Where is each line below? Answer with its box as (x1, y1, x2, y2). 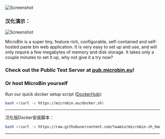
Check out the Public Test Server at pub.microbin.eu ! (5, 67, 135, 74)
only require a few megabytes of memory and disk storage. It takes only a (5, 49, 154, 55)
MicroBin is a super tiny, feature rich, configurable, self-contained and (5, 39, 147, 45)
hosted (5, 44, 20, 50)
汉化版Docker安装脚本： (5, 114, 55, 120)
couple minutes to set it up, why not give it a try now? (5, 55, 113, 60)
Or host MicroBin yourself (5, 80, 68, 87)
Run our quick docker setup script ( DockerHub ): (5, 91, 103, 97)
